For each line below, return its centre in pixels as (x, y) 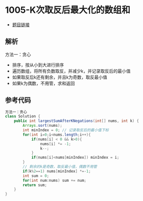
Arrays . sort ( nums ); (43, 126)
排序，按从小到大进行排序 (38, 65)
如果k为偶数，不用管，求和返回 (43, 83)
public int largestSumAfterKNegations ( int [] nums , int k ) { (76, 121)
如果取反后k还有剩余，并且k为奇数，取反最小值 (60, 77)
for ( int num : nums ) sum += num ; (55, 180)
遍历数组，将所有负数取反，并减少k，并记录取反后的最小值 (71, 71)
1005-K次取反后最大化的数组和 (68, 10)
